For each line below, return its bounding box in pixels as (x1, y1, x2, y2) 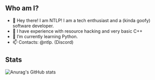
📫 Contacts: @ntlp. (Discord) (12, 39, 74, 45)
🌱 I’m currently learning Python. (12, 33, 78, 39)
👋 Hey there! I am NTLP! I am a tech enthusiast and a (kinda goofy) (12, 17, 150, 23)
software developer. (12, 23, 54, 29)
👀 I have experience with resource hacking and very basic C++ (12, 28, 143, 34)
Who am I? (5, 4, 39, 13)
